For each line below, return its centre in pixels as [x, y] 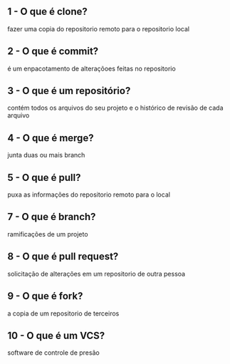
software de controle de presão [53, 353]
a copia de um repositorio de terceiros [63, 313]
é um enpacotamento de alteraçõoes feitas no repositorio [92, 68]
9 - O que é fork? [45, 296]
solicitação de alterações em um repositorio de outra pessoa [96, 274]
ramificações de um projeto [48, 234]
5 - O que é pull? [44, 177]
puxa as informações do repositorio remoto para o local [89, 194]
